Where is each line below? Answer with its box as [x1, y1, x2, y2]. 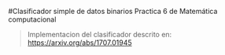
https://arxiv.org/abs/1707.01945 [27, 38, 132, 47]
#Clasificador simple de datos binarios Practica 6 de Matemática [8, 7, 218, 15]
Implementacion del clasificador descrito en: [27, 30, 172, 39]
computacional [8, 15, 57, 24]
